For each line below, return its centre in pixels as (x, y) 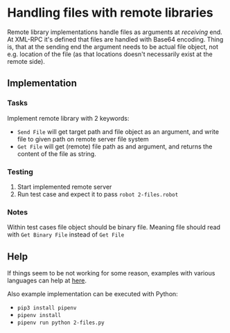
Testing (20, 171)
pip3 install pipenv (47, 308)
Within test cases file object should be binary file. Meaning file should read (114, 228)
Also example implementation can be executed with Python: (92, 294)
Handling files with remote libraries (110, 13)
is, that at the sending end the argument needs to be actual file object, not (113, 46)
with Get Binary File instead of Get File (66, 234)
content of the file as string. (57, 153)
